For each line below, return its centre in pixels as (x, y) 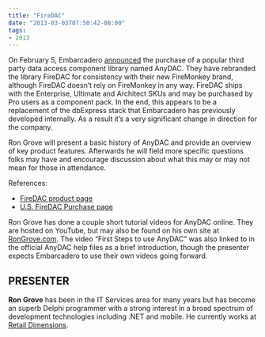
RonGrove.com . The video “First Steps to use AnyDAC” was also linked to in (132, 239)
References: (28, 184)
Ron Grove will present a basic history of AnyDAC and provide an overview (130, 142)
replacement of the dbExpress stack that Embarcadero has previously (122, 111)
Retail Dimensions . (38, 325)
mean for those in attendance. (57, 168)
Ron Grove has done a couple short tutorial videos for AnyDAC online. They (131, 222)
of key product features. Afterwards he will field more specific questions (126, 151)
